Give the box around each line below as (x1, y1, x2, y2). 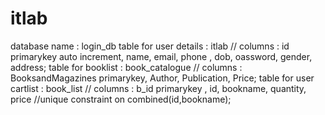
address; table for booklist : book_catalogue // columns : (10, 61, 243, 73)
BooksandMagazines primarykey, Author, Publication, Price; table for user (10, 72, 315, 84)
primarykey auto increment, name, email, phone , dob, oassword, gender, (10, 50, 313, 62)
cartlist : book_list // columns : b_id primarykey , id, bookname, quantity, (10, 82, 307, 94)
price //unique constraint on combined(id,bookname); (10, 93, 232, 105)
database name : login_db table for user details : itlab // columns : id (10, 40, 290, 52)
